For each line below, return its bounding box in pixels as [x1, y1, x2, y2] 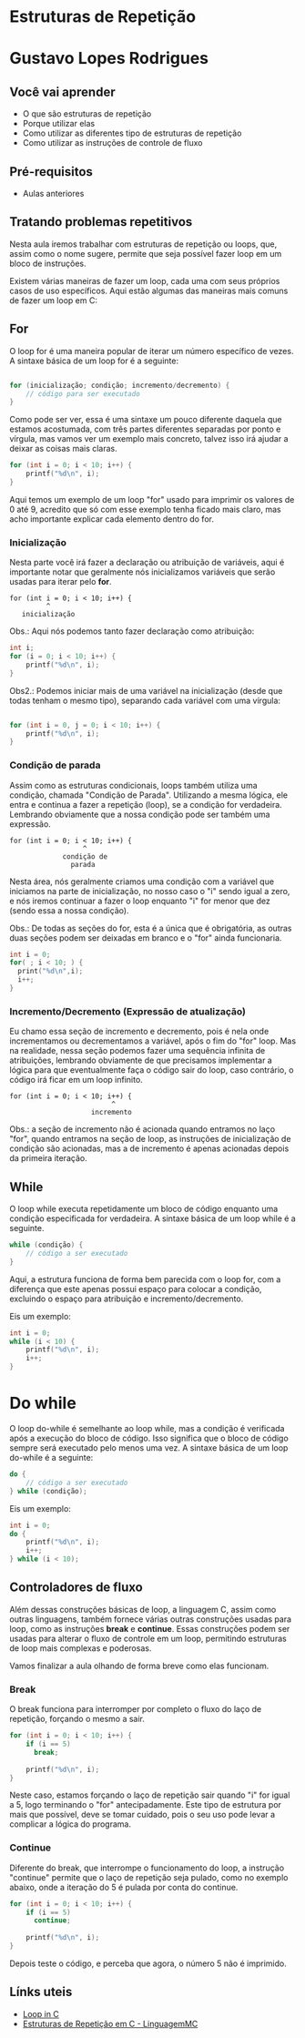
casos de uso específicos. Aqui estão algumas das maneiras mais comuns [9, 285, 289, 296]
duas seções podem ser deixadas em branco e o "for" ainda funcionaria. [9, 932, 282, 943]
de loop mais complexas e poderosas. [9, 1642, 152, 1654]
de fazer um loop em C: [9, 294, 98, 306]
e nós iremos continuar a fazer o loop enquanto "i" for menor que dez [9, 895, 270, 906]
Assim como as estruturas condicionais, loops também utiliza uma [9, 780, 258, 790]
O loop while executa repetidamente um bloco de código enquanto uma [9, 1204, 279, 1215]
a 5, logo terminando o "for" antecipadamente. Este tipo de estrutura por [9, 1799, 282, 1810]
